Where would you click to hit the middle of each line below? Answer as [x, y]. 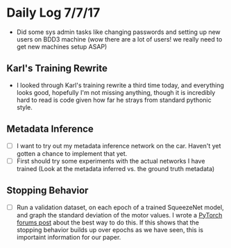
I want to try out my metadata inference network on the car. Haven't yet [119, 145]
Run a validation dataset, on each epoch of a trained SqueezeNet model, [120, 207]
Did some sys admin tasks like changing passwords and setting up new [119, 32]
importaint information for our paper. [69, 237]
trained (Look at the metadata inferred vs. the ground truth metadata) [115, 168]
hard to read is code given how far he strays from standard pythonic [114, 100]
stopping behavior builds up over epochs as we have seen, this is [110, 229]
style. [24, 107]
